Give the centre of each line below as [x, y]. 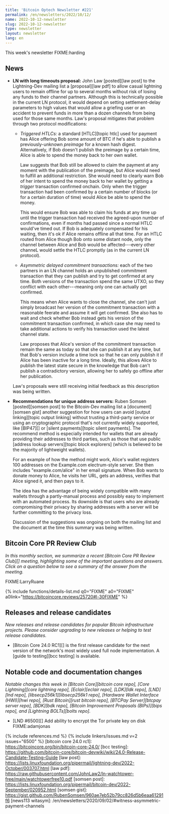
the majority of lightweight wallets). [49, 450]
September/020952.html [31, 790]
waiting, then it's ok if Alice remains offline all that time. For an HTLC [91, 234]
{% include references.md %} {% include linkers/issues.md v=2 [71, 736]
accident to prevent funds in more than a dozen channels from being [84, 113]
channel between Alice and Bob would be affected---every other [88, 245]
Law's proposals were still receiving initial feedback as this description [86, 386]
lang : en [14, 38]
